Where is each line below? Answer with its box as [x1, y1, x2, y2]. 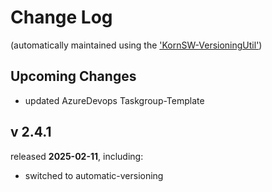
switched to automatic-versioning [24, 169, 164, 181]
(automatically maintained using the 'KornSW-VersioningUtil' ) [10, 39, 263, 51]
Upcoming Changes [10, 68, 137, 85]
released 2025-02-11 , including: [10, 150, 144, 162]
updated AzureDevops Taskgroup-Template [24, 94, 205, 106]
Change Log [10, 6, 113, 29]
